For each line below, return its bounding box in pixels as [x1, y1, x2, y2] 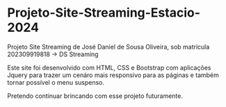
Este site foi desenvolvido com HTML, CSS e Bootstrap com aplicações [7, 63, 211, 72]
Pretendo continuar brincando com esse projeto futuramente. [7, 92, 183, 100]
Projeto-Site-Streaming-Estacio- [7, 5, 200, 21]
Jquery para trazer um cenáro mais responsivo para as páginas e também [7, 71, 219, 79]
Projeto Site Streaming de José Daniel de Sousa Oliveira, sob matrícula [7, 42, 210, 51]
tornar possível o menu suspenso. [7, 78, 105, 86]
